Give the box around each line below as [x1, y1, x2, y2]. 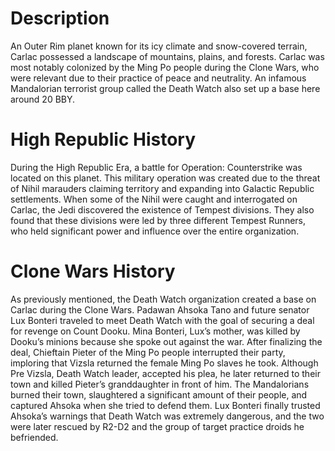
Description [10, 7, 110, 30]
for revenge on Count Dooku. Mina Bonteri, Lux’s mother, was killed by [10, 325, 301, 337]
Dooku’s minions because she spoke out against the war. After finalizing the [10, 335, 323, 347]
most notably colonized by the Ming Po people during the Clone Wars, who [10, 61, 320, 73]
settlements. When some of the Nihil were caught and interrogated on [10, 193, 298, 205]
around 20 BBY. [10, 93, 76, 105]
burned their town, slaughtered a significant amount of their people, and [10, 388, 308, 401]
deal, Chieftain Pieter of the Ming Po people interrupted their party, [10, 346, 286, 358]
